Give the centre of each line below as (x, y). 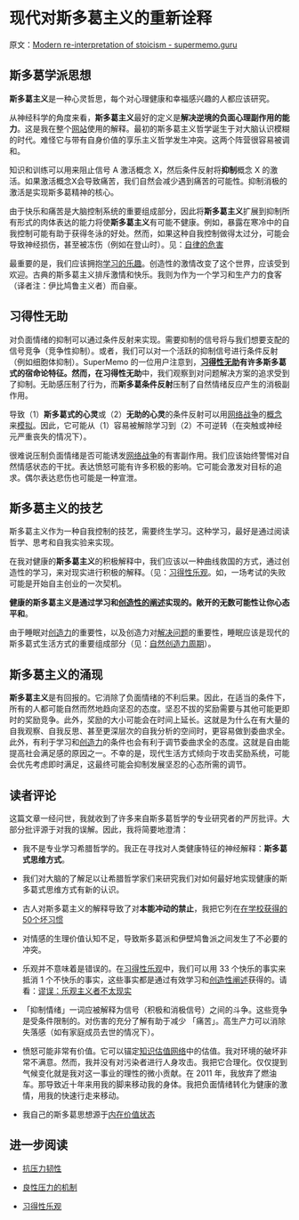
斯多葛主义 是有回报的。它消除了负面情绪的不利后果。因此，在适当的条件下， (149, 698)
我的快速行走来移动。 (85, 1095)
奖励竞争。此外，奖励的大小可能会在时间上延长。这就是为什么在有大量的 (157, 720)
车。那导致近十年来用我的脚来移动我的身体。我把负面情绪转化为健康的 (151, 1084)
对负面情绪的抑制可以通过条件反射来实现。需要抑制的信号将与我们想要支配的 (149, 339)
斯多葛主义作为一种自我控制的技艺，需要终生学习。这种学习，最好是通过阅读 (149, 532)
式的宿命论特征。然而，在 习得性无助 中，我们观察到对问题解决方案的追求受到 (149, 373)
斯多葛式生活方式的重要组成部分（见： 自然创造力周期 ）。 (113, 644)
